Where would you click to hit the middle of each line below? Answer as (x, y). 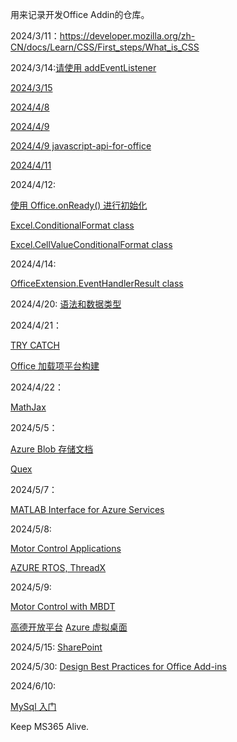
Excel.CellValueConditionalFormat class (91, 244)
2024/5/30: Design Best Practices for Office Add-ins (118, 666)
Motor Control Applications (66, 548)
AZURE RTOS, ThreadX (58, 567)
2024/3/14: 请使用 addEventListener (83, 67)
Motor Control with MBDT (63, 606)
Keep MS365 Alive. (50, 726)
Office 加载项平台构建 (55, 366)
